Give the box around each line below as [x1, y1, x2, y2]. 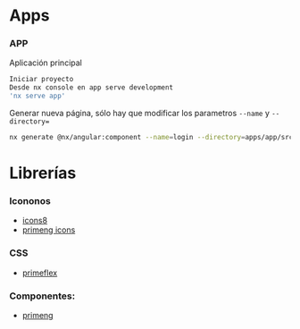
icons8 [21, 215, 47, 226]
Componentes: [9, 290, 76, 302]
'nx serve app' [9, 91, 66, 101]
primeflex [21, 267, 58, 278]
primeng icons [21, 224, 76, 235]
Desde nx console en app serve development [9, 83, 174, 92]
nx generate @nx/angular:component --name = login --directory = [9, 133, 246, 142]
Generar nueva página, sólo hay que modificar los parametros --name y [9, 108, 271, 119]
